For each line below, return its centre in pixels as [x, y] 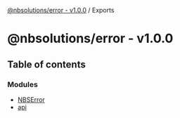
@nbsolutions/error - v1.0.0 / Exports [61, 10]
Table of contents [46, 64]
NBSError [31, 99]
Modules [23, 84]
